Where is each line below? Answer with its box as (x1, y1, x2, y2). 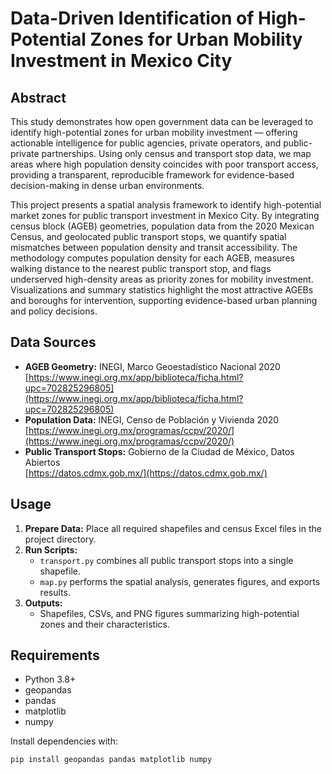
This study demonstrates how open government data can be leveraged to (10, 116, 314, 127)
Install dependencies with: (10, 735, 119, 747)
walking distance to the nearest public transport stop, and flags (10, 263, 272, 274)
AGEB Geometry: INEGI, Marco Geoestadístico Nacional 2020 (24, 360, 281, 372)
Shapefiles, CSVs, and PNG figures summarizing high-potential (39, 607, 300, 619)
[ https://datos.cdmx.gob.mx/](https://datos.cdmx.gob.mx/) (24, 467, 268, 479)
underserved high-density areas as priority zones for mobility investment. (10, 273, 314, 285)
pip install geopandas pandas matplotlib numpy (10, 755, 213, 765)
